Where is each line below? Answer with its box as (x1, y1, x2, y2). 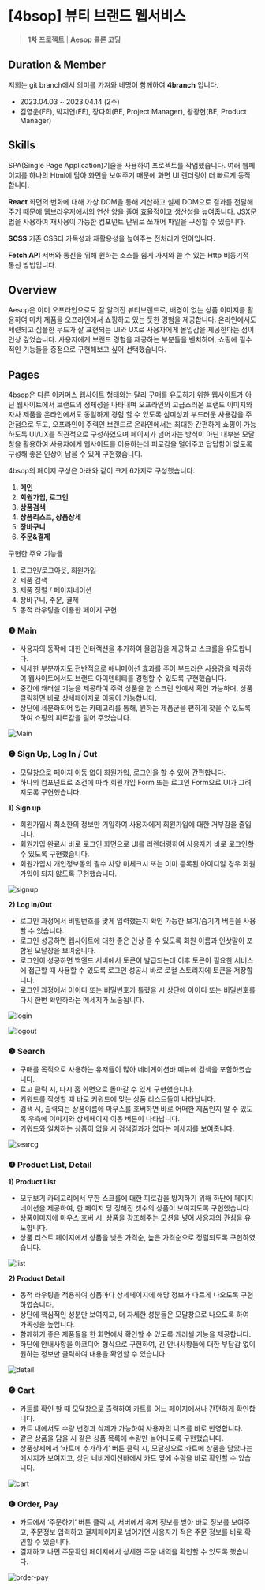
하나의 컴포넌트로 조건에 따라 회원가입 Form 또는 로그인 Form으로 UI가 (19, 777, 237, 787)
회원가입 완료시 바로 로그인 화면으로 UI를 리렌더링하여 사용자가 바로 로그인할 (19, 839, 255, 848)
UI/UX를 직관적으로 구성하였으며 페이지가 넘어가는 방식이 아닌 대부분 (28, 429, 241, 439)
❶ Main (8, 625, 37, 636)
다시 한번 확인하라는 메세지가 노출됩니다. (19, 995, 144, 1005)
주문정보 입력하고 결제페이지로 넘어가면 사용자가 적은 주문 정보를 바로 (30, 1527, 243, 1536)
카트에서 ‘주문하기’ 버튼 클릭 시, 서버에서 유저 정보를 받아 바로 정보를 (19, 1517, 230, 1527)
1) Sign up (8, 802, 42, 813)
